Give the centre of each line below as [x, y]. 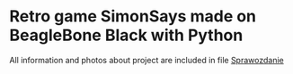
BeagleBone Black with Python [126, 35]
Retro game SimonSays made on [133, 16]
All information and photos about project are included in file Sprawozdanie [147, 60]
